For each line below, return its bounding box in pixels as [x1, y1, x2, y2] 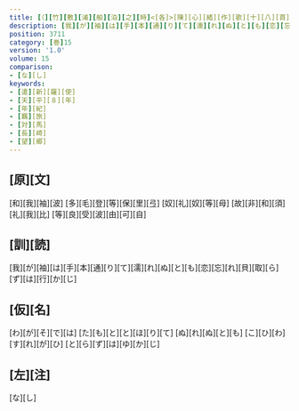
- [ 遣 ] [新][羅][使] [9, 87, 77, 96]
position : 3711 [9, 29, 66, 38]
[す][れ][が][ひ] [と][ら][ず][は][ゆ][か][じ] [9, 339, 160, 350]
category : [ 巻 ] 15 [9, 37, 73, 47]
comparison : [9, 63, 53, 72]
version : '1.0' [9, 46, 66, 55]
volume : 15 [9, 54, 50, 63]
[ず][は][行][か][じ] [9, 273, 77, 285]
